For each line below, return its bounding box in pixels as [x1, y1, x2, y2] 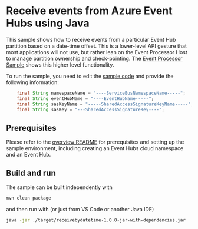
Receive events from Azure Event [6, 4, 173, 18]
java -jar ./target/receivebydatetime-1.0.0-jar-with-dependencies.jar [6, 217, 186, 223]
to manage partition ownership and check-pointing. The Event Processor [6, 55, 183, 62]
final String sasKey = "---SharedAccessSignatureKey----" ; [16, 107, 165, 112]
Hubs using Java [6, 16, 90, 30]
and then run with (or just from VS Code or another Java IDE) [6, 205, 154, 213]
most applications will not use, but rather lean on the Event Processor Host [6, 48, 187, 55]
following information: [6, 78, 59, 86]
